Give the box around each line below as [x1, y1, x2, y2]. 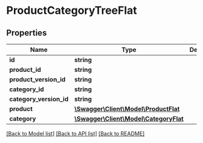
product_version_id [9, 75, 66, 83]
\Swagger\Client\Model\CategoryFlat [74, 115, 184, 122]
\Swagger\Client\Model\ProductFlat [74, 105, 180, 113]
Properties [6, 28, 47, 38]
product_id [9, 66, 41, 74]
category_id [9, 85, 44, 94]
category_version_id [9, 95, 69, 103]
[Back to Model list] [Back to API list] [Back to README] [6, 130, 145, 137]
